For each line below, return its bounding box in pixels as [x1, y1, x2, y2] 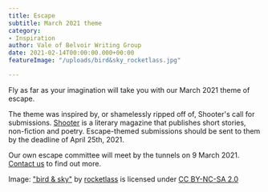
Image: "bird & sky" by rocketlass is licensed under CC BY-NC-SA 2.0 [8, 174, 239, 184]
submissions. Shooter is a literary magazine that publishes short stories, [8, 118, 246, 127]
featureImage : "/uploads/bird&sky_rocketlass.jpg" [8, 57, 181, 65]
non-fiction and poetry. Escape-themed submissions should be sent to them [8, 126, 261, 136]
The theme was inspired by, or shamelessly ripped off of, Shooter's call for [8, 109, 255, 118]
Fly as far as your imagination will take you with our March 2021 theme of [8, 85, 250, 94]
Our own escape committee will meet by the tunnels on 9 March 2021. [8, 150, 240, 160]
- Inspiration [8, 34, 56, 42]
